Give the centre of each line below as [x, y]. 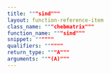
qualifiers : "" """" [35, 46]
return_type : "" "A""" [39, 53]
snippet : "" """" [31, 40]
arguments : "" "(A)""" [39, 59]
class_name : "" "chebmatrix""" [51, 26]
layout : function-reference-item [55, 20]
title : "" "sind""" [34, 14]
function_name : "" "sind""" [46, 33]
